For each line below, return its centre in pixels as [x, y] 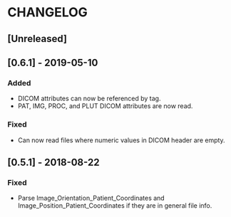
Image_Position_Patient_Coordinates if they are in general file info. [115, 206]
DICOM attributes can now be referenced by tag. [89, 99]
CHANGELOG [47, 12]
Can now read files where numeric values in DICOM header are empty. [122, 140]
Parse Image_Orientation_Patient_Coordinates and [91, 198]
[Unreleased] [37, 39]
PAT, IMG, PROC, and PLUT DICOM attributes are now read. [105, 106]
